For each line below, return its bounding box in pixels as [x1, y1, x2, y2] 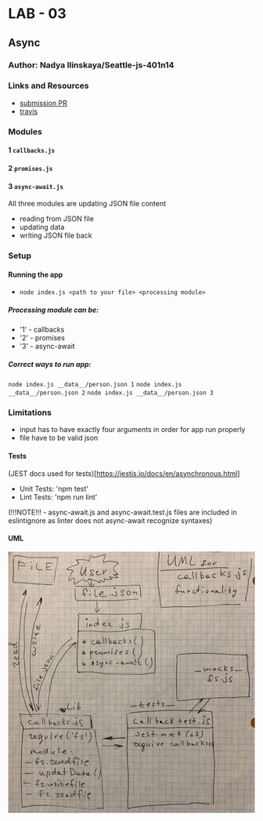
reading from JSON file [19, 214, 94, 223]
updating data [19, 223, 65, 232]
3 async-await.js [8, 181, 64, 191]
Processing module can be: [8, 305, 99, 314]
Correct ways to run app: [8, 359, 92, 369]
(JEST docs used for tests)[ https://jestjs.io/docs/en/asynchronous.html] [8, 468, 240, 478]
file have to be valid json [19, 433, 99, 443]
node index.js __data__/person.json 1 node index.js [8, 381, 182, 389]
